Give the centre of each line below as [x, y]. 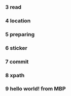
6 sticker [16, 48]
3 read [13, 7]
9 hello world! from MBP [35, 89]
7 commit [17, 61]
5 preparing [20, 34]
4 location [18, 20]
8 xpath [15, 75]
